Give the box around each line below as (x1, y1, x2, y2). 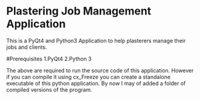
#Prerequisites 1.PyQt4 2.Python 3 (6, 55, 92, 62)
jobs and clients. (6, 43, 47, 51)
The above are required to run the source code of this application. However (6, 66, 194, 74)
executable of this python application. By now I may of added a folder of (6, 80, 186, 87)
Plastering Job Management (6, 4, 152, 18)
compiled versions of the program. (6, 86, 92, 93)
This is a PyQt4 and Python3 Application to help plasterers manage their (6, 37, 186, 44)
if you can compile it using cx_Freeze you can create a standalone (6, 73, 171, 80)
